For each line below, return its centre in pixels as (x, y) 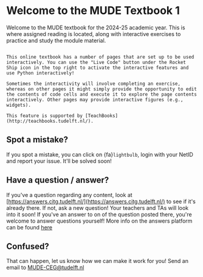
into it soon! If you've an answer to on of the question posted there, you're (99, 214)
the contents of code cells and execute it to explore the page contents (102, 94)
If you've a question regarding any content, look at (69, 195)
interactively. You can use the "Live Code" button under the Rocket (96, 62)
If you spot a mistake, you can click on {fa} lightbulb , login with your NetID (100, 154)
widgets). (19, 105)
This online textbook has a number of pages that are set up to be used (100, 57)
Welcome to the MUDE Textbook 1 (93, 11)
